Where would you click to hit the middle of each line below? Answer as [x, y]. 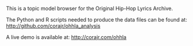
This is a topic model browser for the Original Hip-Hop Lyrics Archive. [90, 8]
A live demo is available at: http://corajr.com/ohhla [66, 37]
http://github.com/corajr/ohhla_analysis [53, 26]
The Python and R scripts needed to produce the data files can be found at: [97, 20]
